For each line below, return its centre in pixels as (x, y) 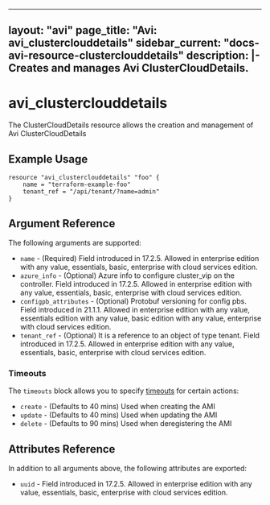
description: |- (223, 56)
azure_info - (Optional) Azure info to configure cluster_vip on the (127, 275)
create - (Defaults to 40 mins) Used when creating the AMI (117, 407)
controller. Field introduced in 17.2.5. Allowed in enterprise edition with (136, 284)
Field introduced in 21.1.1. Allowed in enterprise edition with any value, (135, 309)
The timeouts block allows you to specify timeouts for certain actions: (124, 391)
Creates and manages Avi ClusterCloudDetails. (129, 68)
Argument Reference (62, 224)
